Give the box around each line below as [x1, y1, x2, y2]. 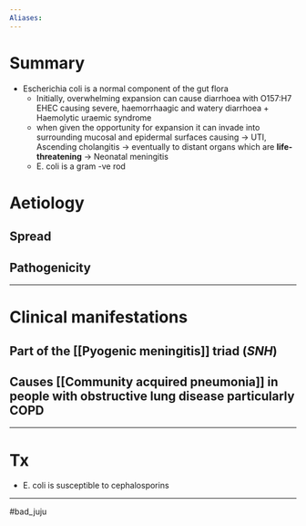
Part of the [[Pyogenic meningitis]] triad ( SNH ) [9, 343, 278, 359]
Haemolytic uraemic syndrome [36, 111, 152, 123]
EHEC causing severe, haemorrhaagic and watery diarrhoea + [36, 102, 270, 113]
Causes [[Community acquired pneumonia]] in [9, 373, 279, 389]
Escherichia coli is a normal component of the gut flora [22, 83, 229, 94]
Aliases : [9, 13, 43, 23]
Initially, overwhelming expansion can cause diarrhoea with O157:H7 [36, 92, 292, 103]
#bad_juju [9, 506, 47, 517]
